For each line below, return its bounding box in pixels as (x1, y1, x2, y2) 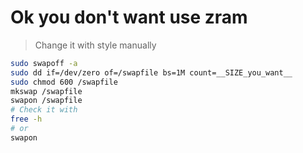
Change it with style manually (34, 39, 157, 51)
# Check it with (10, 105, 78, 115)
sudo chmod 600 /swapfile (10, 77, 118, 87)
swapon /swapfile (10, 96, 83, 106)
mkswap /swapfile (10, 86, 83, 96)
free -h (10, 114, 43, 125)
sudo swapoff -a (10, 58, 78, 68)
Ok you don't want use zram (10, 6, 248, 29)
